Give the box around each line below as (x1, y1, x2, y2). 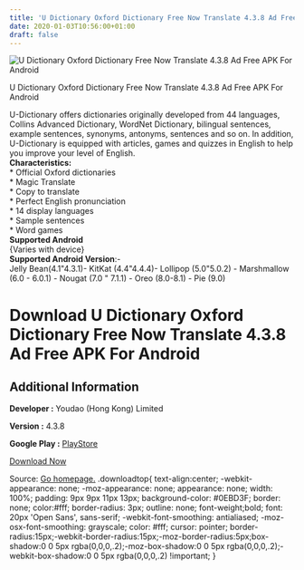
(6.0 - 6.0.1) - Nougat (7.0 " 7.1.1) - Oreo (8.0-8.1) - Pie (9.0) (9, 273, 226, 284)
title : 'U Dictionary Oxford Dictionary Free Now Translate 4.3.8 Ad (9, 13, 278, 23)
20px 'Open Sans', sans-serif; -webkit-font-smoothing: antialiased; (9, 512, 260, 523)
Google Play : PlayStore (9, 439, 98, 449)
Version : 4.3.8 (9, 420, 65, 431)
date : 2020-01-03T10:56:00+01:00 (9, 22, 136, 31)
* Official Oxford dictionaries (9, 167, 116, 178)
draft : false (9, 30, 59, 39)
